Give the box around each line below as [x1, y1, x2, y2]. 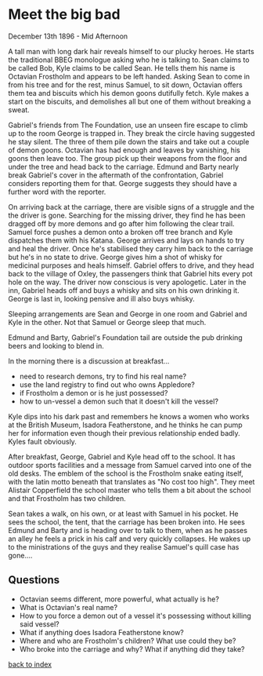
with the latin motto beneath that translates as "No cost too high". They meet [8, 477, 255, 486]
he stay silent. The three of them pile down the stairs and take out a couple [8, 137, 250, 146]
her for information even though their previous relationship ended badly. [8, 428, 240, 437]
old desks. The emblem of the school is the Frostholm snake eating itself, [8, 469, 244, 478]
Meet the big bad [8, 5, 121, 24]
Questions [8, 573, 60, 586]
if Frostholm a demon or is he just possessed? [19, 388, 168, 397]
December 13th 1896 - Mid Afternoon [8, 31, 128, 41]
